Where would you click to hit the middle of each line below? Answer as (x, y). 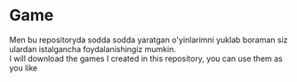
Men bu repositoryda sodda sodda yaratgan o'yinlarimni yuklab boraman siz (148, 40)
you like (24, 68)
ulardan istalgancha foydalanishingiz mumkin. (92, 48)
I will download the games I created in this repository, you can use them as (146, 58)
